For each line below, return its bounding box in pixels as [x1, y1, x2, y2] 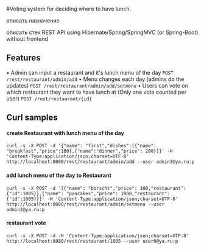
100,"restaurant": [139, 185, 187, 191]
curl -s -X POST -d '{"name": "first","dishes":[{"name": [6, 143, 157, 149]
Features [6, 53, 41, 63]
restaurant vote [6, 219, 47, 227]
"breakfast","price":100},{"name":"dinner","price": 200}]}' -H [6, 148, 173, 155]
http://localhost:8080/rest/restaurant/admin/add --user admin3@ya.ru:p [6, 159, 195, 165]
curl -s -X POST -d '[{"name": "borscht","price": [6, 185, 138, 191]
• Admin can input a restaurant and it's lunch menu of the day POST [6, 69, 174, 76]
